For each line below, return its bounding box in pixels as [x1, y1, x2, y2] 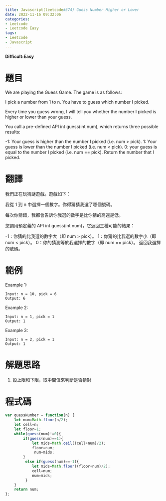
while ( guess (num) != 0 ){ [14, 431, 61, 436]
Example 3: [5, 327, 28, 333]
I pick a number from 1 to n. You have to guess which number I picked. [5, 99, 150, 105]
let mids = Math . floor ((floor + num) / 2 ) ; [31, 464, 111, 469]
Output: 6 [5, 296, 26, 301]
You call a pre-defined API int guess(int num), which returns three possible [5, 123, 159, 130]
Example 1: [5, 282, 27, 288]
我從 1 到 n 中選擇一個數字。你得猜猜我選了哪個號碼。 [5, 201, 115, 207]
